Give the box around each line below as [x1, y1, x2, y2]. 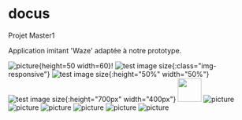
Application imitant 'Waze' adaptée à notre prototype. [8, 45, 182, 55]
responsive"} [8, 69, 50, 78]
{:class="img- [172, 60, 217, 71]
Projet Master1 [8, 31, 55, 40]
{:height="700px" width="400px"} [65, 94, 177, 104]
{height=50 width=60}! [39, 60, 114, 71]
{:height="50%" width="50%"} [108, 69, 210, 78]
